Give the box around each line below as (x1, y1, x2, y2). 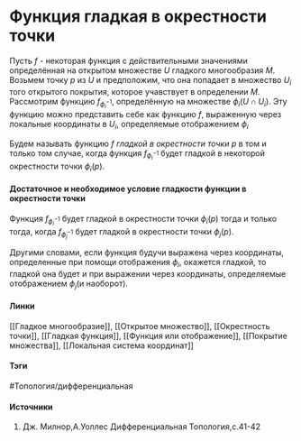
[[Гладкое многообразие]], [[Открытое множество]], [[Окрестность (9, 320, 270, 331)
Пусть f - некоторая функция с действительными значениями (9, 55, 248, 66)
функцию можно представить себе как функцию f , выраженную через (9, 108, 282, 119)
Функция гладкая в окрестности (9, 6, 268, 27)
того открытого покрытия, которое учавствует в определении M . (9, 86, 260, 96)
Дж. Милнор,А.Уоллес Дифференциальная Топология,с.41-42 (22, 421, 261, 432)
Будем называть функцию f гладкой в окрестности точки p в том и (9, 138, 268, 149)
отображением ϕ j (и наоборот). (9, 278, 129, 290)
